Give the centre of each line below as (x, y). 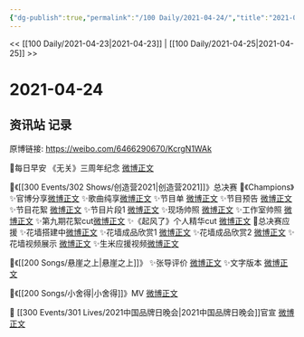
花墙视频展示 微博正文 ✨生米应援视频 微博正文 (94, 243)
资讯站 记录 (41, 125)
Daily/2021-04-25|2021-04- (242, 43)
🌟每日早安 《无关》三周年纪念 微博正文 (82, 167)
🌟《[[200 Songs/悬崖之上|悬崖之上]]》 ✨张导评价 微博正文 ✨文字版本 (136, 262)
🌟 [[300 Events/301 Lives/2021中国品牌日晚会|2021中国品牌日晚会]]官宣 (143, 312)
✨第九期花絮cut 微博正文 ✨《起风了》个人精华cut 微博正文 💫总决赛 (158, 220)
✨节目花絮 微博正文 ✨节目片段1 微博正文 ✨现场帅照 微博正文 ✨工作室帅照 (146, 210)
